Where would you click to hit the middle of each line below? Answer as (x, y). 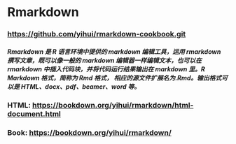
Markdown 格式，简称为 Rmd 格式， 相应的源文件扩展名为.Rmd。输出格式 (114, 78)
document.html (34, 114)
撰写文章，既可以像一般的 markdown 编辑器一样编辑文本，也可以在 (104, 60)
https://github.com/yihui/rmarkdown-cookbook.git (97, 34)
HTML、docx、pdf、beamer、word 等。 (81, 86)
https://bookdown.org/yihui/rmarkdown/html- (113, 106)
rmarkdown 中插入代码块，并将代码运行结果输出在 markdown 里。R (106, 69)
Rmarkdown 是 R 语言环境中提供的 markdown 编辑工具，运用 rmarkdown (114, 51)
